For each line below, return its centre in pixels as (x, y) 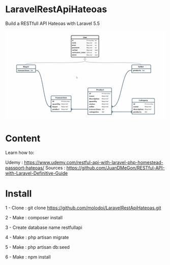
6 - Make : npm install (28, 257)
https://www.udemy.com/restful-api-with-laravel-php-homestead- (94, 162)
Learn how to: (20, 152)
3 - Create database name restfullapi (44, 227)
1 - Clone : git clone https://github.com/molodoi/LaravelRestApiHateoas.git (83, 208)
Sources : (55, 168)
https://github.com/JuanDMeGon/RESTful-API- (116, 168)
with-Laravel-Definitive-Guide (36, 173)
